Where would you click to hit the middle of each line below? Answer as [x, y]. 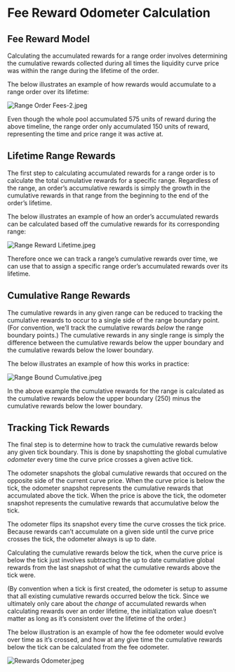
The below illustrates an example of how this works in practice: [98, 363]
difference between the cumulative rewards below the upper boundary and [116, 342]
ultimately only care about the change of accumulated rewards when [107, 604]
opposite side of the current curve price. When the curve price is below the [116, 481]
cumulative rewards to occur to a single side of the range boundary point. [113, 320]
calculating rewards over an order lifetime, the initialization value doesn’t [112, 611]
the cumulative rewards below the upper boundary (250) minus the [104, 398]
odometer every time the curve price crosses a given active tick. [100, 460]
